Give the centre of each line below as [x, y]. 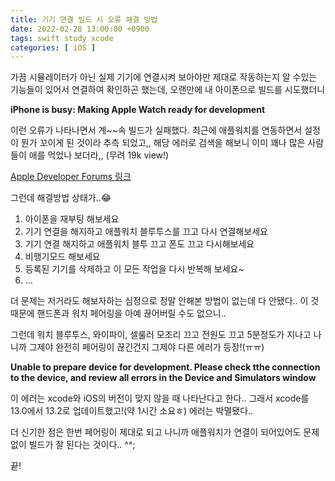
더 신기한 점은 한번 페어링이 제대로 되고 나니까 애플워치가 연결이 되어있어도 [156, 432]
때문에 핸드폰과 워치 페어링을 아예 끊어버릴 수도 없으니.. [118, 313]
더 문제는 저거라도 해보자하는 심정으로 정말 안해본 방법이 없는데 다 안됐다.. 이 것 [165, 301]
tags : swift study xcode [62, 38]
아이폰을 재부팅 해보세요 [72, 219]
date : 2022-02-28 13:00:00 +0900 [80, 29]
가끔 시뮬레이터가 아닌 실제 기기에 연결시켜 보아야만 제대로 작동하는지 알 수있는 [164, 77]
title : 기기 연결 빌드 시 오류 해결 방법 [84, 19]
